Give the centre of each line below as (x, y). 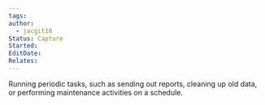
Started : (23, 46)
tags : (17, 16)
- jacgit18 (34, 31)
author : (22, 23)
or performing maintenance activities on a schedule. (96, 92)
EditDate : (25, 53)
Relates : (23, 61)
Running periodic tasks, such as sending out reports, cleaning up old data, (133, 84)
